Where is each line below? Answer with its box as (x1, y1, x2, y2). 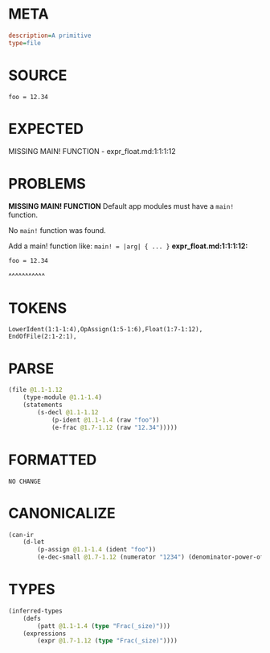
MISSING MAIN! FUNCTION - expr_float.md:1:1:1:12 (8, 146, 177, 156)
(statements (22, 401, 63, 410)
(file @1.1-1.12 (8, 386, 63, 394)
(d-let (22, 538, 45, 547)
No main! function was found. (8, 225, 106, 235)
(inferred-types (8, 606, 63, 615)
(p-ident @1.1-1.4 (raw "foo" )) (51, 416, 160, 424)
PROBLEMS (8, 174, 86, 193)
